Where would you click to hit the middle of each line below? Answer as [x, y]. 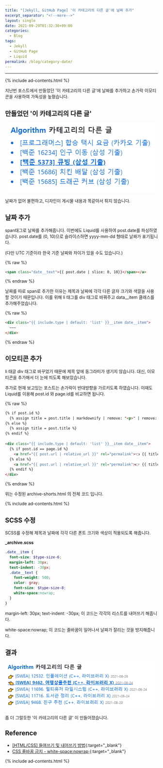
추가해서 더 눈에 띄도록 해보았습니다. [52, 377]
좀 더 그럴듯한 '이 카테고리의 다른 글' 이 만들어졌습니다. [57, 717]
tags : [10, 41]
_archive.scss [19, 543]
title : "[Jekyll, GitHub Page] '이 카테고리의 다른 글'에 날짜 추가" [70, 10]
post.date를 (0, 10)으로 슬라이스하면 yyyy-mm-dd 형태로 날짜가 [80, 236]
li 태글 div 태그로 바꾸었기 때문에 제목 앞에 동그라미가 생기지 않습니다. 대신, [76, 371]
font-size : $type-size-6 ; [36, 557]
